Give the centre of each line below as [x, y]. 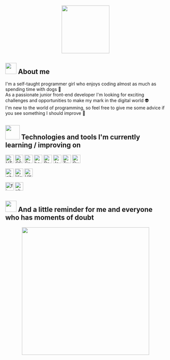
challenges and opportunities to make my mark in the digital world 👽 [77, 100]
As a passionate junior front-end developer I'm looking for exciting [75, 95]
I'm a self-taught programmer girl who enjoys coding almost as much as [81, 84]
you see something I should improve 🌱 [45, 113]
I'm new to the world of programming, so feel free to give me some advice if [85, 108]
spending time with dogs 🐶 [33, 89]
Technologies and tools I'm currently [81, 137]
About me [34, 71]
